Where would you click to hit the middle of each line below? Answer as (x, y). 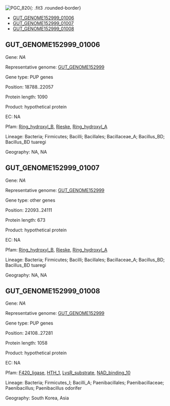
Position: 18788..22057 (29, 87)
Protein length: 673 (25, 220)
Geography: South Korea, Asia (37, 398)
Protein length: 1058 (26, 343)
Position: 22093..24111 (29, 210)
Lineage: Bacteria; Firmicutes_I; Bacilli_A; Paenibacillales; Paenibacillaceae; (85, 383)
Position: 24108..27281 (29, 333)
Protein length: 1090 (26, 97)
